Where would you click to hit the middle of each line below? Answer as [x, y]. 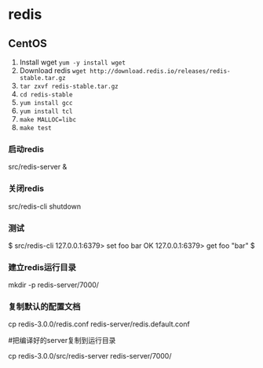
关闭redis [26, 188]
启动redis [26, 149]
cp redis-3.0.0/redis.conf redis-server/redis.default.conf [99, 324]
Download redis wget [53, 71]
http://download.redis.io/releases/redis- [160, 71]
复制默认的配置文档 [44, 307]
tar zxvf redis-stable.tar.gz [69, 86]
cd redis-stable [46, 95]
